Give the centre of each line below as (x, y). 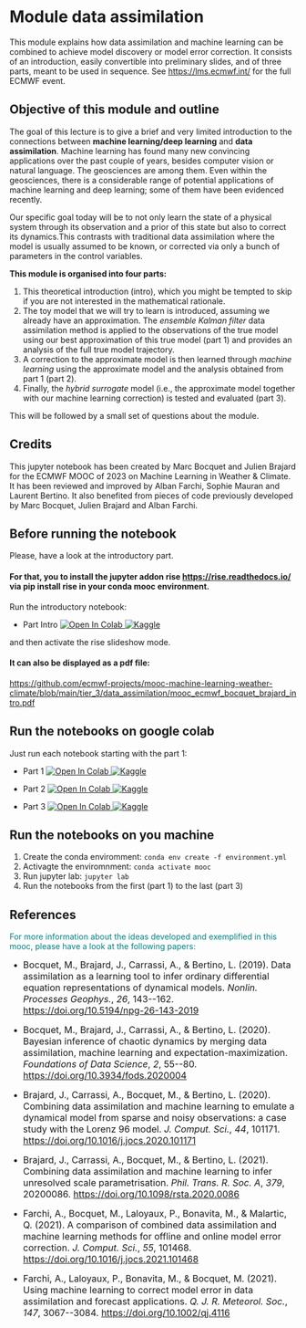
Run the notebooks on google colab (112, 732)
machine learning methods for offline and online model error (152, 1237)
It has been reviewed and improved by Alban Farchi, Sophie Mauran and (145, 486)
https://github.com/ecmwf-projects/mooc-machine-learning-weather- (141, 683)
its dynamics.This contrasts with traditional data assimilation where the (142, 236)
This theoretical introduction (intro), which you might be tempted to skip (158, 291)
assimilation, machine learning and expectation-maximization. (155, 1053)
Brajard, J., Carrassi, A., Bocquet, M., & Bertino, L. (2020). (147, 1095)
